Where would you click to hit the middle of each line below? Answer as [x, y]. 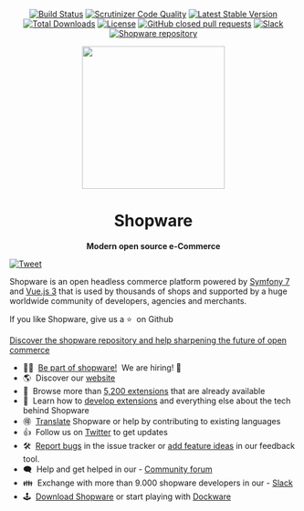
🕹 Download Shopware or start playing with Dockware [126, 496]
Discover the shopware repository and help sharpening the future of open [148, 340]
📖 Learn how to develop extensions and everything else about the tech [157, 401]
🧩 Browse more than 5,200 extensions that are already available [144, 391]
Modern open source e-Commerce [153, 245]
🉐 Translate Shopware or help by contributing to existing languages [152, 421]
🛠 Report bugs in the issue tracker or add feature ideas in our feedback [159, 445]
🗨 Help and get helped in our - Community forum [117, 469]
